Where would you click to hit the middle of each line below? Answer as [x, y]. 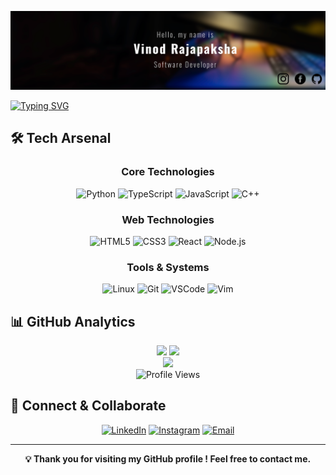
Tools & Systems [168, 267]
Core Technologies [168, 172]
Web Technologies [168, 219]
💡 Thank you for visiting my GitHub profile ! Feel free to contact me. [168, 458]
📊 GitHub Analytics [73, 321]
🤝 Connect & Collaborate [88, 406]
